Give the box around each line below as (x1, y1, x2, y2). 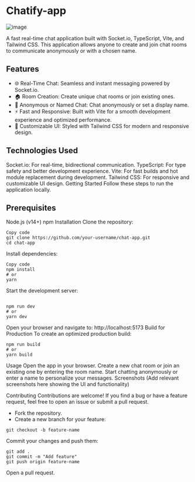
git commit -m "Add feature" (6, 454, 77, 460)
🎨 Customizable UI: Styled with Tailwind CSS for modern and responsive (14, 122, 189, 129)
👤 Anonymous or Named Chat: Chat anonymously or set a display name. (14, 101, 189, 108)
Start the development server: (6, 287, 78, 294)
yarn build (6, 352, 33, 358)
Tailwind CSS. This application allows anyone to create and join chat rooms (6, 41, 187, 48)
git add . (6, 449, 30, 455)
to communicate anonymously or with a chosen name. (6, 47, 137, 54)
